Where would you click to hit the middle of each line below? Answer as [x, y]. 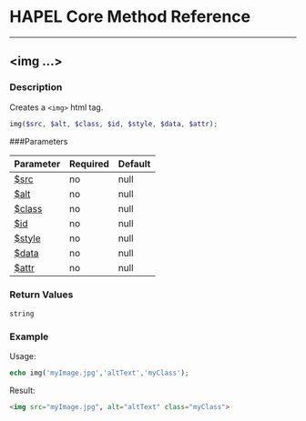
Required [89, 164]
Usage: [23, 356]
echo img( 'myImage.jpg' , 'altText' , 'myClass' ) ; [99, 373]
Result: [22, 390]
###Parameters [39, 141]
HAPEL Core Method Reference [130, 17]
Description [36, 87]
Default [134, 164]
